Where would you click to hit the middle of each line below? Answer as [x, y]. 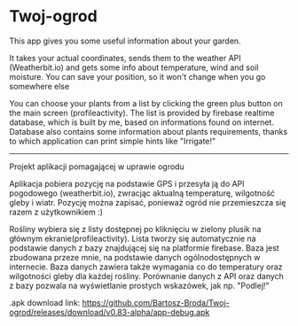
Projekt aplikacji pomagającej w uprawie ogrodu [97, 167]
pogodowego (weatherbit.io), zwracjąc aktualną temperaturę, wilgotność [142, 193]
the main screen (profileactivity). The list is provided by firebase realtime [142, 113]
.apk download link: [45, 302]
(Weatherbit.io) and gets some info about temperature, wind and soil [134, 67]
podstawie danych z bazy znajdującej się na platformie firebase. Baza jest [144, 248]
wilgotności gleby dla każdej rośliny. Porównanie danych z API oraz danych [146, 276]
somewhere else [39, 86]
